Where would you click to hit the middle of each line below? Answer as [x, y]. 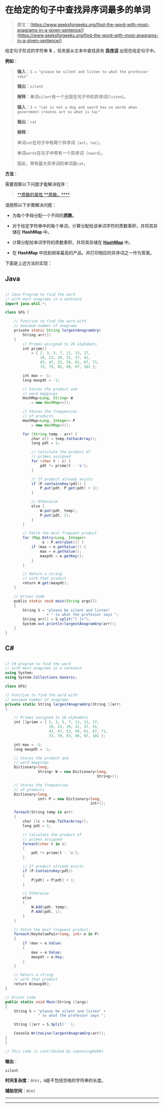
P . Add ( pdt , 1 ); [47, 911]
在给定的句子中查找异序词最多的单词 [78, 10]
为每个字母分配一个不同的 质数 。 [44, 215]
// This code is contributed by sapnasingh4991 [54, 1051]
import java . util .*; [26, 304]
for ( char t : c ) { [51, 461]
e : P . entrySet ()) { [63, 542]
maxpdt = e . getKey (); [62, 556]
